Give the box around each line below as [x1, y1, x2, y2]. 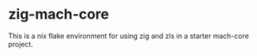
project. [8, 39, 34, 48]
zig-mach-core [8, 5, 110, 23]
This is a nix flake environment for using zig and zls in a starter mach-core [8, 31, 250, 40]
